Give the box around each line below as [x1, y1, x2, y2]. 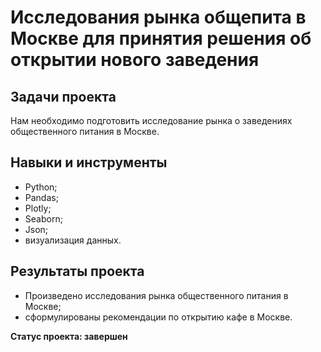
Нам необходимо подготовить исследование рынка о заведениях [10, 115, 293, 126]
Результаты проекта [10, 263, 145, 280]
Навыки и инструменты [10, 154, 168, 171]
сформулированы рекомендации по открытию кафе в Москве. [24, 311, 293, 323]
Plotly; [24, 202, 52, 214]
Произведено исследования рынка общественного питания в [24, 289, 289, 301]
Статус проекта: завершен [10, 330, 128, 342]
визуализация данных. [24, 234, 122, 246]
